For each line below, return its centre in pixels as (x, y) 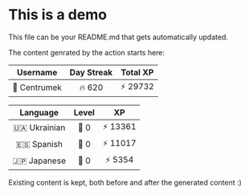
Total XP (137, 72)
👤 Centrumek (37, 87)
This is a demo (57, 15)
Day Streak (91, 72)
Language (39, 112)
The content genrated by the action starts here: (87, 52)
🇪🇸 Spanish (39, 144)
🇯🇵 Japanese (39, 160)
